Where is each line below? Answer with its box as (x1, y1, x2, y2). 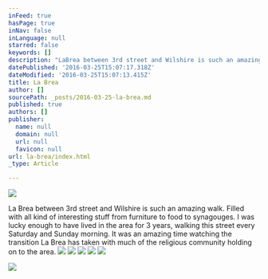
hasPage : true (8, 19, 56, 27)
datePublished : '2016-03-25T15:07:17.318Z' (8, 64, 156, 72)
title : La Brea (8, 78, 59, 86)
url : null (15, 137, 48, 146)
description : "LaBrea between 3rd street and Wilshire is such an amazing (8, 57, 262, 65)
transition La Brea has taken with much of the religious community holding (8, 238, 253, 247)
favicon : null (15, 145, 62, 153)
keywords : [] (8, 49, 52, 57)
